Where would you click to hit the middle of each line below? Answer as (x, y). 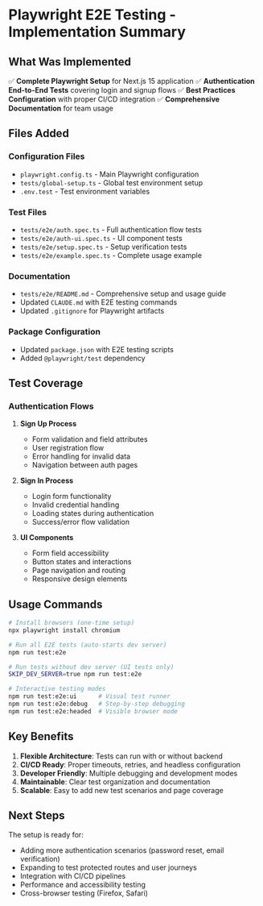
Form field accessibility (70, 553)
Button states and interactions (82, 562)
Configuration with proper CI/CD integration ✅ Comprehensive (114, 99)
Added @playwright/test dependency (83, 358)
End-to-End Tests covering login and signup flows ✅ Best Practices (122, 90)
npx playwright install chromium (64, 630)
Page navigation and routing (79, 571)
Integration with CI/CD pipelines (73, 876)
